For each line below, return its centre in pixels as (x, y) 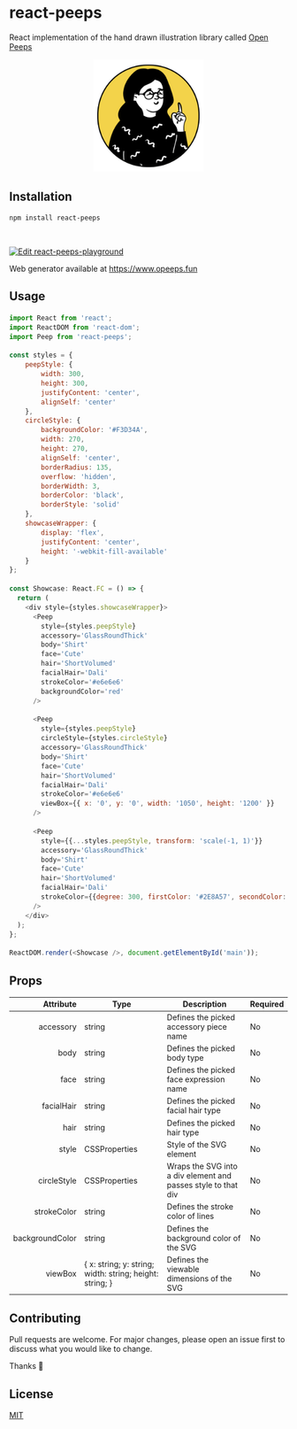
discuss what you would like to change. (81, 1349)
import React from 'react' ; (61, 318)
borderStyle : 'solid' (81, 505)
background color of (204, 1238)
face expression (196, 1079)
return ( (33, 599)
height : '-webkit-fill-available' (104, 552)
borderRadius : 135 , (77, 467)
